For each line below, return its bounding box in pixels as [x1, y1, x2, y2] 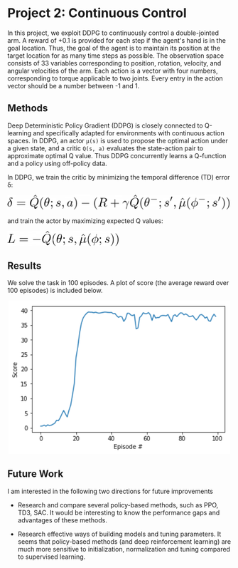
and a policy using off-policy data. [7, 159, 108, 167]
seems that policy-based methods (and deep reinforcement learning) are [17, 537, 232, 546]
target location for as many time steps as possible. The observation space [7, 51, 225, 60]
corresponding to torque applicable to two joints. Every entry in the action [7, 73, 224, 83]
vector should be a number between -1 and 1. [7, 81, 140, 90]
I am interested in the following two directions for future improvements [7, 487, 213, 495]
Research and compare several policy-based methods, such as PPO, [17, 500, 219, 509]
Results [7, 259, 42, 272]
